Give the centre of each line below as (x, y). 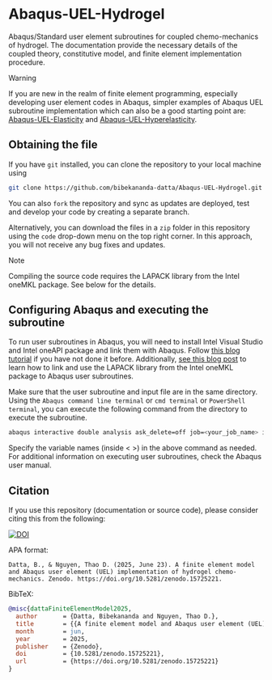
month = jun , (50, 631)
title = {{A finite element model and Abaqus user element (130, 623)
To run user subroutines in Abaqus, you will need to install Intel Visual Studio (136, 342)
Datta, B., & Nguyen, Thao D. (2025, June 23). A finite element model (132, 565)
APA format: (28, 550)
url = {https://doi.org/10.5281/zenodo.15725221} (117, 661)
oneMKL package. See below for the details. (82, 285)
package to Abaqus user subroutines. (71, 376)
